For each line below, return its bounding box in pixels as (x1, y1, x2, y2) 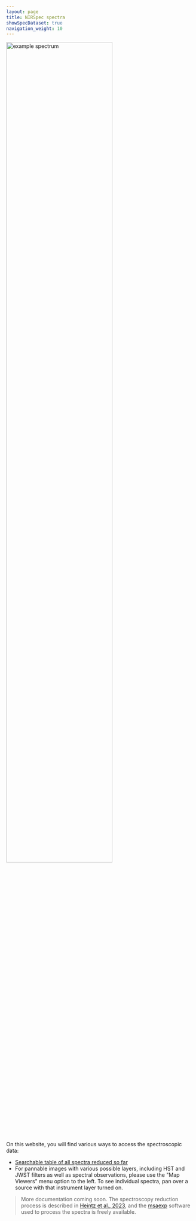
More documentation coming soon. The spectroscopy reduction (20, 1196, 179, 1203)
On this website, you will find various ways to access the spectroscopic (6, 1141, 182, 1148)
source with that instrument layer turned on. (14, 1184, 124, 1191)
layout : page (6, 8, 39, 15)
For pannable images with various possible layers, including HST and (14, 1165, 185, 1173)
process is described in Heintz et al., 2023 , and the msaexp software (20, 1202, 191, 1209)
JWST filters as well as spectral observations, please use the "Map (14, 1171, 180, 1179)
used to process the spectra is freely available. (20, 1208, 136, 1216)
